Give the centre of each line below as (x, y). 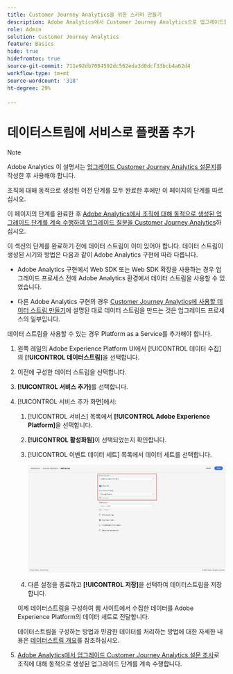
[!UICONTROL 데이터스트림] (63, 358)
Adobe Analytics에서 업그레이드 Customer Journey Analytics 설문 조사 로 (118, 655)
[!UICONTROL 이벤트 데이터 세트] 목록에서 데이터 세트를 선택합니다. (120, 455)
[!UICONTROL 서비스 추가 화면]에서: (67, 402)
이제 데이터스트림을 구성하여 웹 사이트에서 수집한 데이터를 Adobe (105, 608)
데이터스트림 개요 (54, 640)
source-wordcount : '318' (43, 81)
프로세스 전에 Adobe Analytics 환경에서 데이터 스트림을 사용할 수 (130, 278)
